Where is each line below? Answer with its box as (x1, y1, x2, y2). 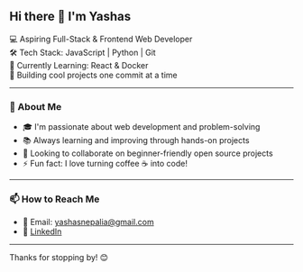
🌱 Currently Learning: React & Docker (9, 59, 149, 70)
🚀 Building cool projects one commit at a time (9, 69, 178, 80)
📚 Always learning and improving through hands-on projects (22, 135, 250, 146)
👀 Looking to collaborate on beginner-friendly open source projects (22, 148, 273, 159)
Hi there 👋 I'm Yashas (9, 9, 132, 24)
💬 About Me (9, 100, 62, 113)
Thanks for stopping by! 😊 (9, 252, 109, 263)
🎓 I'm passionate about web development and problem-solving (22, 122, 261, 132)
